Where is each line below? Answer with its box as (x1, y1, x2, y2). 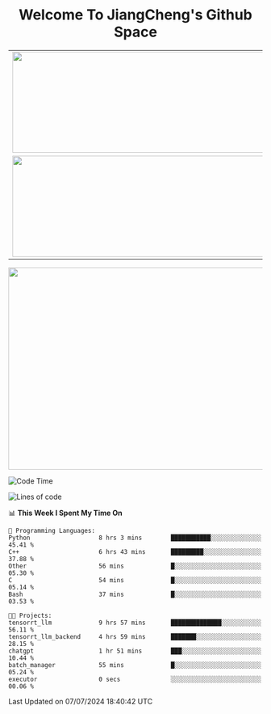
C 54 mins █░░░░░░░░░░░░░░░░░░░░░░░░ (8, 576, 262, 584)
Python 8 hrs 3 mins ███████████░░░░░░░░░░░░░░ (8, 534, 262, 542)
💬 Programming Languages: (8, 526, 95, 534)
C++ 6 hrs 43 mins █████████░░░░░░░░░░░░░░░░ (8, 547, 262, 556)
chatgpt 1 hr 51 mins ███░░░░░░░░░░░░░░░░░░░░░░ (8, 647, 262, 655)
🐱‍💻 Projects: (8, 611, 52, 619)
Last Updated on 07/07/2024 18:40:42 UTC (8, 696, 153, 706)
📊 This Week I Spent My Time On (8, 508, 123, 518)
